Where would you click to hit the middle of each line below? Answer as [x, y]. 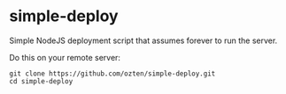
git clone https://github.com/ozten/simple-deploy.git [112, 73]
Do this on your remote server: [65, 57]
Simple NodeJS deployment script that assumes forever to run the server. [143, 40]
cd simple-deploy [41, 81]
